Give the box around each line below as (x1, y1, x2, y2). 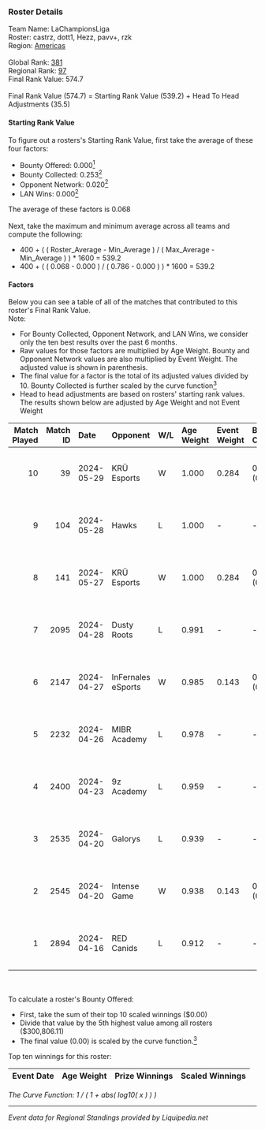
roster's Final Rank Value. (8, 306, 91, 315)
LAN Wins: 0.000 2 (19, 188, 79, 199)
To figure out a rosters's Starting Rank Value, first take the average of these (8, 135, 254, 144)
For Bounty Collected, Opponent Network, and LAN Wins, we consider (19, 330, 248, 339)
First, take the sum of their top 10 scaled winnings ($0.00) (19, 1009, 207, 1019)
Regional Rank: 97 (8, 66, 67, 76)
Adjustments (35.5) (8, 99, 71, 109)
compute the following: (8, 229, 83, 239)
